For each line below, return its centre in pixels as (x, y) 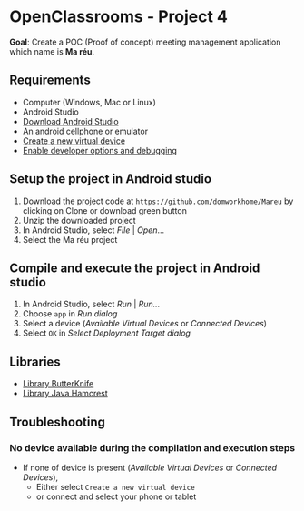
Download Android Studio (71, 121)
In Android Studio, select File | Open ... (93, 230)
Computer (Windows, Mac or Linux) (89, 102)
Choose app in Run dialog (70, 314)
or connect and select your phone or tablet (116, 496)
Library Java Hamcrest (65, 394)
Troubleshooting (58, 421)
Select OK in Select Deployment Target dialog (106, 333)
